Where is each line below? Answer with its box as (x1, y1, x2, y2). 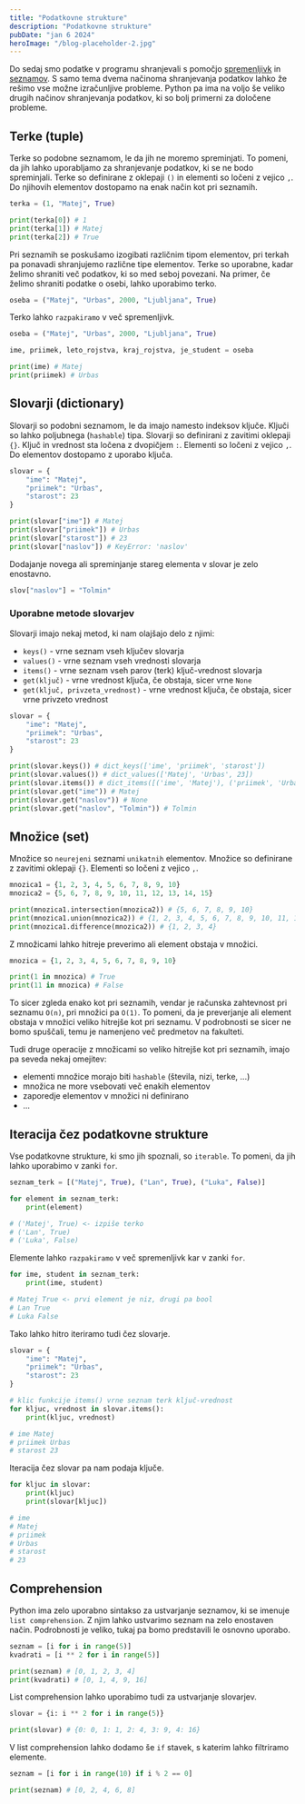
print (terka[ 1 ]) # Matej (9, 224, 103, 233)
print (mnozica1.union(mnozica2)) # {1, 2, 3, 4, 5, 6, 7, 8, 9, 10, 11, (9, 913, 290, 922)
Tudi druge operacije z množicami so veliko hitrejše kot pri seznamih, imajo (9, 1044, 290, 1055)
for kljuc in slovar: (9, 1480, 92, 1490)
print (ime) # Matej (9, 363, 84, 372)
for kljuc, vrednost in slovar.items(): (9, 1404, 165, 1413)
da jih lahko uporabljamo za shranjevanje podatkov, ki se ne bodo (9, 163, 254, 174)
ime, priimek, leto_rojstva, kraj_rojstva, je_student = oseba (9, 346, 254, 355)
